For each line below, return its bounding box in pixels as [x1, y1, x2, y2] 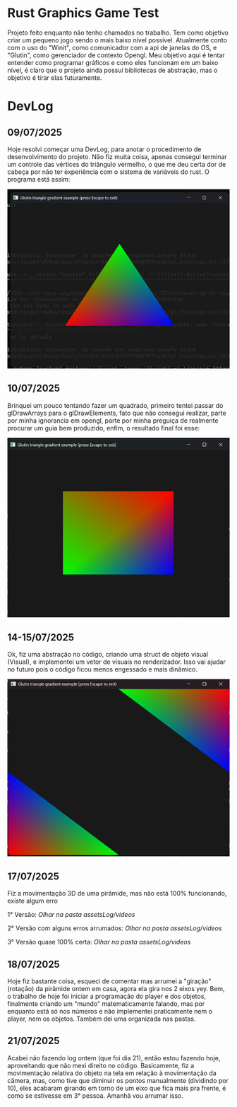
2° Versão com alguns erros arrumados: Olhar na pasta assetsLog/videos [7, 924, 222, 932]
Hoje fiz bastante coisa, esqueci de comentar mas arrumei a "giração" [7, 977, 212, 985]
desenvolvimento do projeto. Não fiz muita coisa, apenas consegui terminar [7, 152, 227, 160]
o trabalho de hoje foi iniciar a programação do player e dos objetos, [7, 992, 207, 1000]
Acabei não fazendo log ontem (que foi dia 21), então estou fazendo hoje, [7, 1053, 221, 1062]
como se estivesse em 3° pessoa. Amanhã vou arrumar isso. [7, 1091, 183, 1100]
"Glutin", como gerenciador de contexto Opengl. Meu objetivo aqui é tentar [7, 51, 226, 59]
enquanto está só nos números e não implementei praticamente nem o [7, 1007, 213, 1015]
